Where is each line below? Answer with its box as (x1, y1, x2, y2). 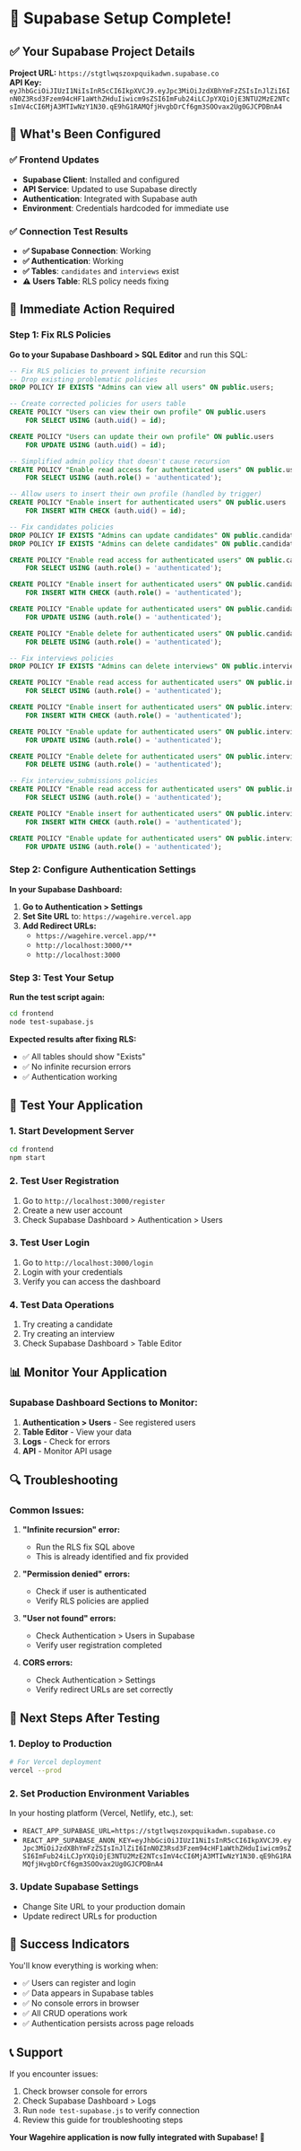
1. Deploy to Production (9, 1737, 113, 1750)
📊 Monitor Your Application (9, 1365, 168, 1381)
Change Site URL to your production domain (21, 1901, 185, 1911)
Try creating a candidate (21, 1319, 114, 1330)
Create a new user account (21, 1205, 123, 1216)
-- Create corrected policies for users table (9, 399, 186, 408)
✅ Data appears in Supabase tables (21, 1988, 154, 1998)
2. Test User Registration (9, 1175, 119, 1188)
